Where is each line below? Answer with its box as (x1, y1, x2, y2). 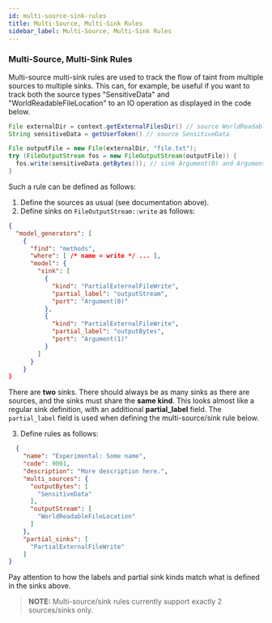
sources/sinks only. (28, 605, 93, 615)
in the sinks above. (8, 581, 71, 591)
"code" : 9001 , (23, 460, 70, 468)
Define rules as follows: (19, 429, 99, 439)
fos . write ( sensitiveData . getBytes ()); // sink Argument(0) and (15, 160, 233, 168)
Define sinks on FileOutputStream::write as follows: (19, 206, 196, 216)
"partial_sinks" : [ (23, 535, 89, 544)
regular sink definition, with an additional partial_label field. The (8, 405, 222, 415)
